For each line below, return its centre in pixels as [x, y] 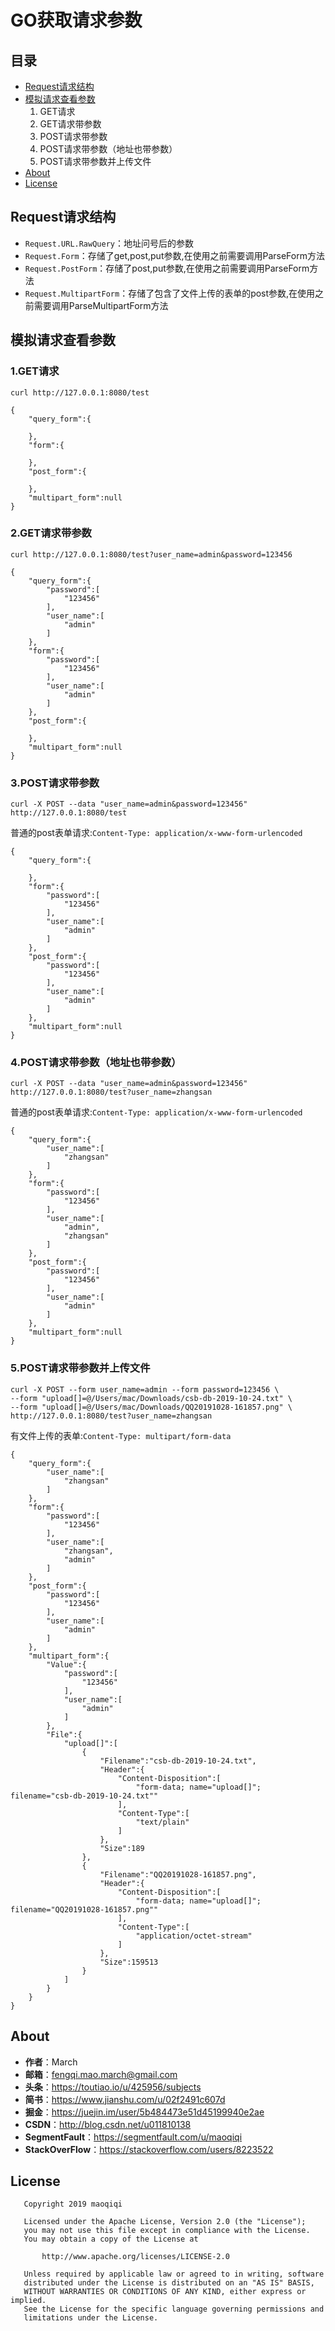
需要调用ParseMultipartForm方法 [101, 305]
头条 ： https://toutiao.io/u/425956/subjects [113, 2087]
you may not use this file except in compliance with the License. [167, 2231]
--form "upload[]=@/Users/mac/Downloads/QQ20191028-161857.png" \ [151, 1407]
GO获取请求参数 [76, 20]
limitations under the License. [91, 2318]
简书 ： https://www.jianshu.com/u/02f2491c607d [125, 2099]
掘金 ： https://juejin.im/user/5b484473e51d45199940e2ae [144, 2112]
